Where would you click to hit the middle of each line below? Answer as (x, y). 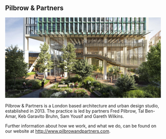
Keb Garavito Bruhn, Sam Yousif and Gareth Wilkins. (71, 116)
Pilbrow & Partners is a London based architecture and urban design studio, (82, 106)
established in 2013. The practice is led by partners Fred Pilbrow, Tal (75, 111)
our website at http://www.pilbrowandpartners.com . (58, 131)
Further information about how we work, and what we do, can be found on (81, 126)
